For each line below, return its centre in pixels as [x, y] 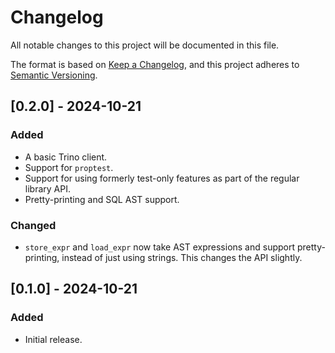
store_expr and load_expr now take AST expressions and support [160, 247]
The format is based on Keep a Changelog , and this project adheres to [155, 64]
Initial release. [53, 339]
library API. [47, 188]
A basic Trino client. [66, 157]
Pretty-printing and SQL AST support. [102, 199]
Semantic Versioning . [54, 75]
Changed [33, 225]
